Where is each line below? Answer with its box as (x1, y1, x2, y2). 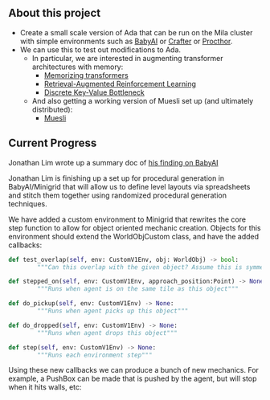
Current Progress (8, 137, 97, 150)
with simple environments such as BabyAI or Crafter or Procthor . (19, 36, 233, 46)
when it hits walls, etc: (8, 382, 82, 392)
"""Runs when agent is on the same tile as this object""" (37, 285, 239, 293)
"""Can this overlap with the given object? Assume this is (37, 263, 243, 271)
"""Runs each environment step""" (37, 351, 153, 359)
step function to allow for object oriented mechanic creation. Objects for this (8, 222, 261, 232)
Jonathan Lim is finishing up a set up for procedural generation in (8, 173, 225, 183)
